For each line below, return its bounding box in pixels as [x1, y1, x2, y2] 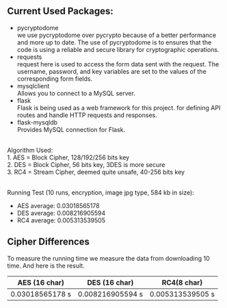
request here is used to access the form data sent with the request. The [16, 60, 219, 68]
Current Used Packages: [7, 5, 114, 17]
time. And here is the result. [7, 261, 85, 270]
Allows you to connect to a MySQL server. [16, 89, 135, 97]
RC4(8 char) [161, 277, 203, 287]
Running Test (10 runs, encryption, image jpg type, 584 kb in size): [7, 188, 195, 196]
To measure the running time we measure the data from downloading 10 [7, 254, 210, 262]
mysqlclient [16, 81, 50, 90]
